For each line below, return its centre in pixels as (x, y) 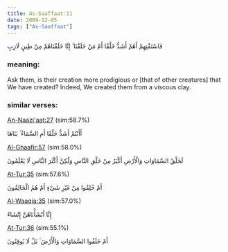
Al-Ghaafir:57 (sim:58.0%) (45, 147)
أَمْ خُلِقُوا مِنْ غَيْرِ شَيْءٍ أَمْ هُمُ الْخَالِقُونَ (55, 187)
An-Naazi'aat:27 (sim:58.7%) (49, 120)
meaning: (24, 64)
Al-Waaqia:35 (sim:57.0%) (44, 201)
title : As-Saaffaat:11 (40, 13)
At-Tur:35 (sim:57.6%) (38, 174)
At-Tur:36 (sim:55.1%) (38, 227)
